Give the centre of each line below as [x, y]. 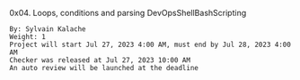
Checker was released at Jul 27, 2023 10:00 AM [100, 60]
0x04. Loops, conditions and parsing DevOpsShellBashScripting [128, 13]
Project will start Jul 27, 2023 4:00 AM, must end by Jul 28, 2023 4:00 [150, 44]
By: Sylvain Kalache [48, 29]
